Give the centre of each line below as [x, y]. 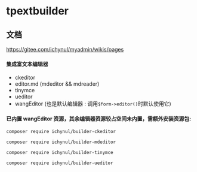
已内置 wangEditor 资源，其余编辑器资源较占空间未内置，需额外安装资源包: [99, 119]
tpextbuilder [37, 11]
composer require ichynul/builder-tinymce [60, 153]
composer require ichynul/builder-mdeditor [61, 142]
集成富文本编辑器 [27, 64]
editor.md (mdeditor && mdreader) [57, 84]
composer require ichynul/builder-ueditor [60, 163]
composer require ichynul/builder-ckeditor [61, 132]
